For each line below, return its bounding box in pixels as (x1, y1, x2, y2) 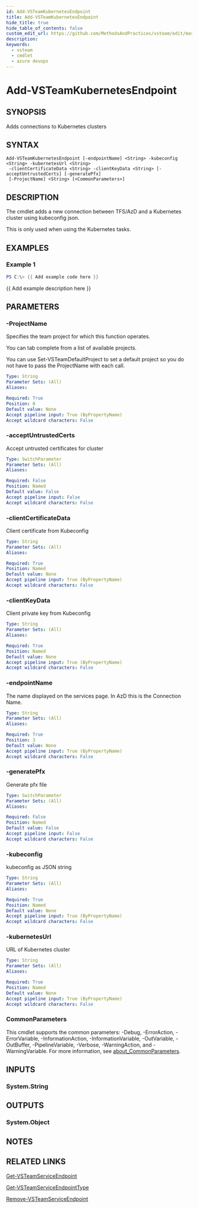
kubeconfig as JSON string (6, 864, 72, 871)
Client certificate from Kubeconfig (6, 527, 89, 534)
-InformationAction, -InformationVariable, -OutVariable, (41, 1035, 175, 1042)
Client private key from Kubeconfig (6, 610, 91, 617)
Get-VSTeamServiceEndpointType (6, 1184, 90, 1191)
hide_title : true (6, 20, 49, 25)
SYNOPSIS (6, 107, 47, 117)
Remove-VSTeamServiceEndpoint (6, 1195, 88, 1202)
